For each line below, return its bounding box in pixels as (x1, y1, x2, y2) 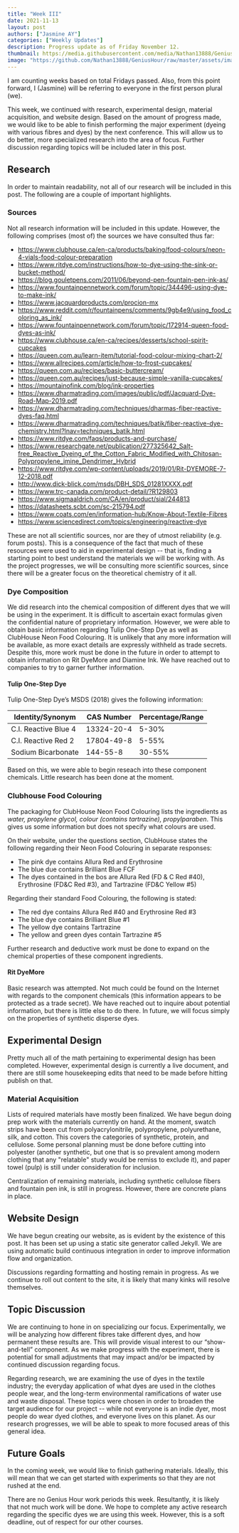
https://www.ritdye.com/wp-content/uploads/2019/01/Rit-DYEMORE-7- (17, 464, 226, 473)
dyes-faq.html (17, 411, 59, 420)
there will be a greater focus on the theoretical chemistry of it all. (7, 568, 197, 577)
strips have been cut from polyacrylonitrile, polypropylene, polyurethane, (7, 1125, 222, 1133)
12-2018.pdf (17, 472, 53, 480)
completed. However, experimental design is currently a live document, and (7, 1061, 229, 1069)
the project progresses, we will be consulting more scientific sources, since (7, 561, 229, 570)
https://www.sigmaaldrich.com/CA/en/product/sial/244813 (17, 494, 191, 503)
